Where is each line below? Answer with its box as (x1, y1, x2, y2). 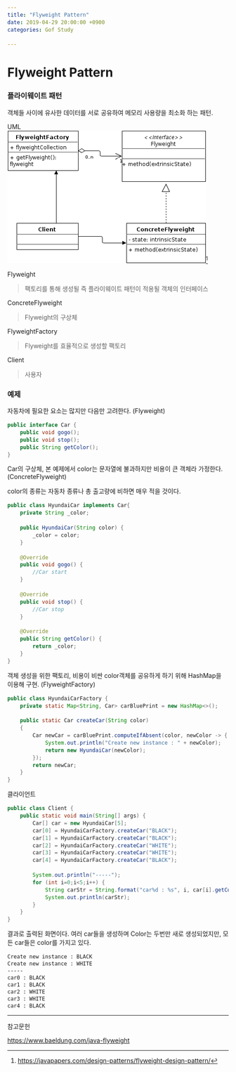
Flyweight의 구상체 (24, 313, 78, 321)
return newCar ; (32, 761, 77, 769)
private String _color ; (20, 509, 90, 516)
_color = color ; (32, 531, 80, 539)
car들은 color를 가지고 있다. (14, 939, 91, 947)
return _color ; (32, 643, 77, 650)
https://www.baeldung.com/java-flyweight (7, 1036, 130, 1045)
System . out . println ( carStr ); (44, 894, 131, 901)
